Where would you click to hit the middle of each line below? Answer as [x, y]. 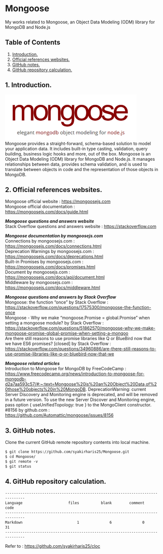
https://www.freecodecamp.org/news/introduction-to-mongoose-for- [75, 374]
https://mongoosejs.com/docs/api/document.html [55, 277]
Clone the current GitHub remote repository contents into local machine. [77, 442]
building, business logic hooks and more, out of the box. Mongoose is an [78, 153]
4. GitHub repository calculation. [56, 481]
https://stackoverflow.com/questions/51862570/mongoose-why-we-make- [80, 328]
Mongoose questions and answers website [50, 221]
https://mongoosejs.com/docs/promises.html [50, 267]
